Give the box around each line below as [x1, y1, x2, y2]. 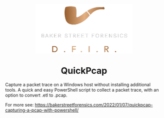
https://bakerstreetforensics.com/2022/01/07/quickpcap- [34, 102, 153, 108]
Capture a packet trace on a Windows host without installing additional [5, 81, 151, 88]
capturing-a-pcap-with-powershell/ [5, 107, 79, 113]
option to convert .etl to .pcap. [5, 92, 67, 98]
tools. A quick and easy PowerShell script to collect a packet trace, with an [5, 87, 159, 93]
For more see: [5, 102, 34, 108]
